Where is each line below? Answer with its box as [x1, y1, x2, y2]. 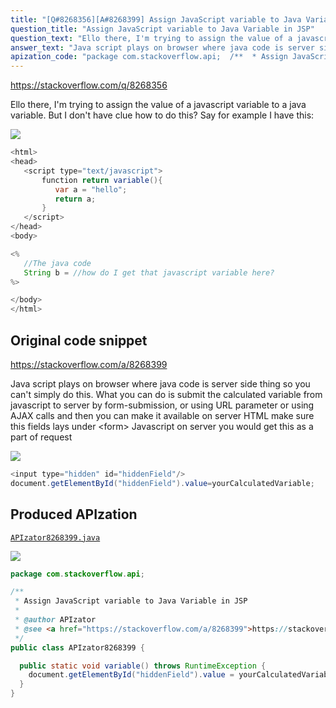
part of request [10, 431, 73, 443]
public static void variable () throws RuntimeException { [19, 661, 267, 671]
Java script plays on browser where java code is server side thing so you [10, 377, 311, 390]
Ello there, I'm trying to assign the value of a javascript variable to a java [10, 99, 307, 111]
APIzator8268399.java [10, 532, 101, 543]
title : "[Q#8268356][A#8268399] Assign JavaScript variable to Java [10, 14, 302, 25]
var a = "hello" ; [54, 184, 128, 195]
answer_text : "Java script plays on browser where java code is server [10, 42, 315, 53]
